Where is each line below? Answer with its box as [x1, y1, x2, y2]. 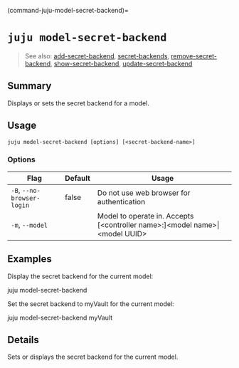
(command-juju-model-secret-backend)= [7, 6, 129, 14]
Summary [7, 80, 52, 92]
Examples [7, 253, 52, 266]
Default [65, 173, 91, 183]
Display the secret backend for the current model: [7, 272, 154, 280]
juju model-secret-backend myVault [7, 313, 113, 322]
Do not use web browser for [97, 188, 191, 198]
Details [7, 334, 39, 346]
